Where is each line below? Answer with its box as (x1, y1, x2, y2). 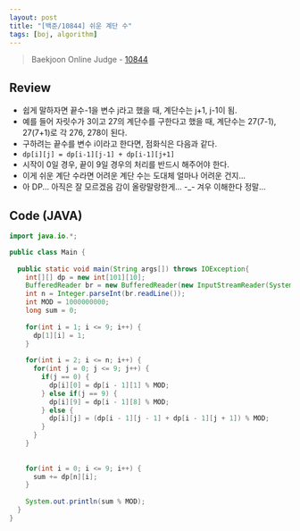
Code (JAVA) (9, 207, 83, 223)
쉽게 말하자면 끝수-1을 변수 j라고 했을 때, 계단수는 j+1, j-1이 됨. (21, 105, 238, 116)
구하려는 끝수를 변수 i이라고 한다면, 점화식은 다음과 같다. (21, 139, 217, 149)
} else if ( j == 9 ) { (41, 389, 118, 398)
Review (9, 80, 52, 95)
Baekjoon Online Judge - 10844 (30, 55, 149, 65)
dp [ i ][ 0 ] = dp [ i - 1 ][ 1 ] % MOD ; (48, 381, 170, 390)
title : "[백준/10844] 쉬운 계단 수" (9, 21, 132, 30)
